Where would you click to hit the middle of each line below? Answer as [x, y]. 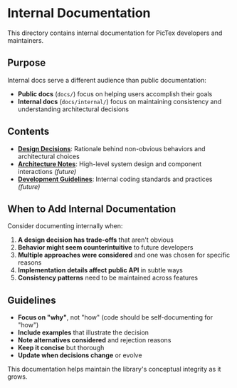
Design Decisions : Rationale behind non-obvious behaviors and [111, 148]
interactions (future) [47, 171]
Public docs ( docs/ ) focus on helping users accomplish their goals [115, 93]
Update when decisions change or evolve [80, 355]
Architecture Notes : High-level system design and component [109, 164]
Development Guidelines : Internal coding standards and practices [115, 179]
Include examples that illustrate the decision [83, 332]
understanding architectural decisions [73, 109]
